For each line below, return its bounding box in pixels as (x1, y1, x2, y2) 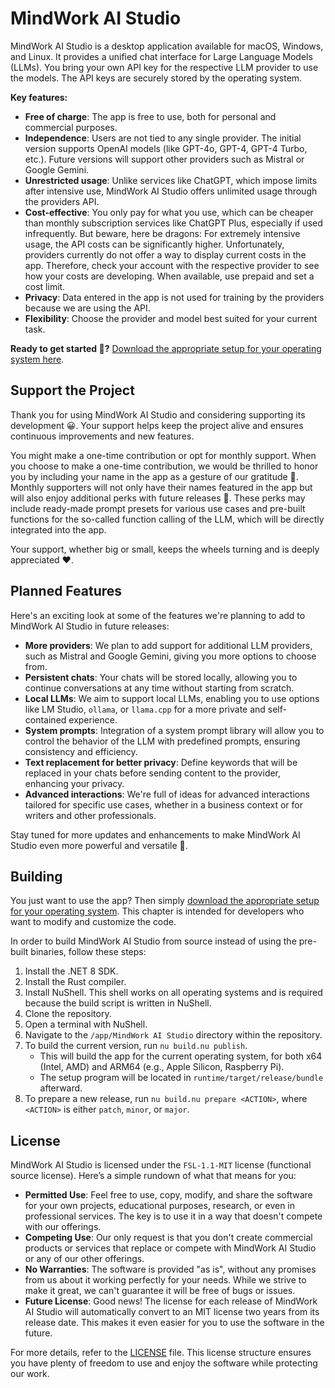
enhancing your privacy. (24, 777, 125, 789)
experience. (68, 713, 118, 726)
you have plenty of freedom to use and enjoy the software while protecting (10, 1357, 318, 1369)
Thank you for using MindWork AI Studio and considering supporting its (10, 408, 306, 421)
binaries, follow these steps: (30, 946, 147, 958)
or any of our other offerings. (24, 1253, 145, 1265)
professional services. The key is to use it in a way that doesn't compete (24, 1210, 323, 1222)
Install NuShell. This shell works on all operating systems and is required (24, 987, 323, 999)
